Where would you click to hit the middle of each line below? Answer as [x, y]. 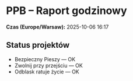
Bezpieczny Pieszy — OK [45, 59]
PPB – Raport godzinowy [66, 11]
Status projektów [38, 45]
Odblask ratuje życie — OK [47, 72]
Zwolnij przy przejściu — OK [48, 65]
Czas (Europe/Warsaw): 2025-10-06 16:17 [57, 27]
